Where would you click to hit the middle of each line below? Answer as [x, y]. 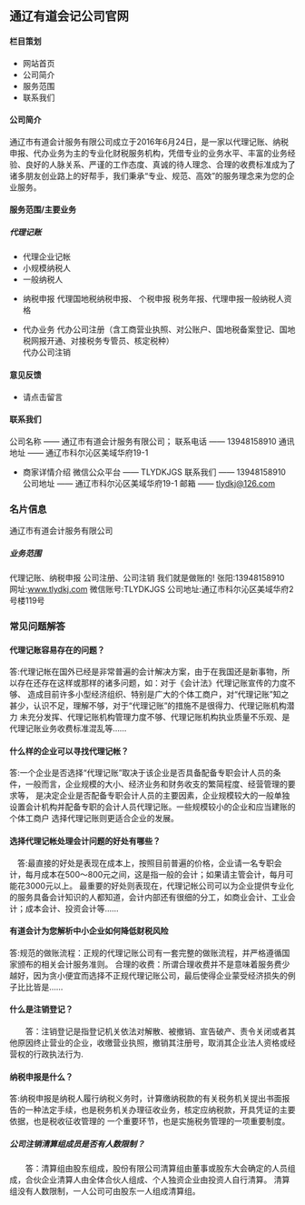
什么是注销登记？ [41, 1009]
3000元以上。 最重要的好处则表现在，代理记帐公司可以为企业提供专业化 [160, 886]
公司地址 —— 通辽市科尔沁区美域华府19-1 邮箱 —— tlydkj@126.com [148, 483]
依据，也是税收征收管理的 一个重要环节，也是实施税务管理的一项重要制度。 [150, 1121]
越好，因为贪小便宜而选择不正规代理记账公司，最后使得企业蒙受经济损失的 [148, 975]
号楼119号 [27, 601]
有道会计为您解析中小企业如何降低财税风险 [89, 931]
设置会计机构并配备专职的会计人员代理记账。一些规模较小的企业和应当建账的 [152, 807]
